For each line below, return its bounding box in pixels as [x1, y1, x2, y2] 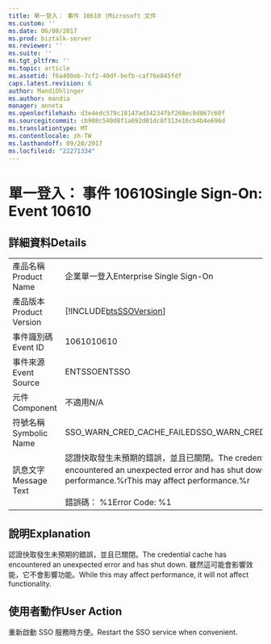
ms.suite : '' [8, 49, 52, 57]
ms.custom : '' [8, 19, 56, 27]
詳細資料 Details [8, 236, 87, 249]
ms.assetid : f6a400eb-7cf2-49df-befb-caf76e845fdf [8, 72, 182, 80]
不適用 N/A [65, 397, 104, 408]
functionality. [8, 579, 52, 589]
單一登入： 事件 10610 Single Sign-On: [8, 184, 263, 203]
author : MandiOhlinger [8, 86, 85, 95]
